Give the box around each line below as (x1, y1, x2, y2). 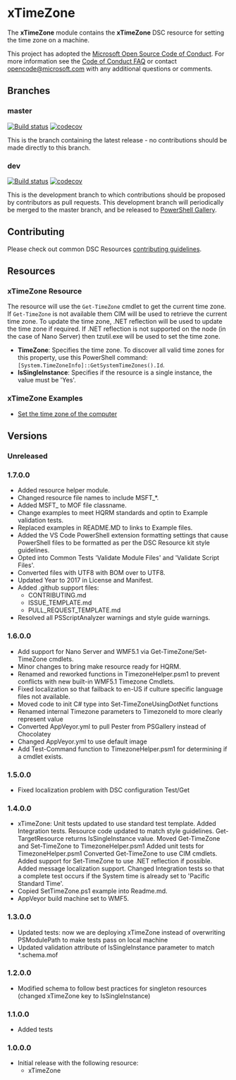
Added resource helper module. (17, 486, 111, 495)
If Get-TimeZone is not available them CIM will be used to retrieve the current (7, 310, 228, 318)
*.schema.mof (17, 950, 58, 959)
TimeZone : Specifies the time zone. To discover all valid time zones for (17, 346, 225, 354)
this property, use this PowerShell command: (17, 353, 148, 362)
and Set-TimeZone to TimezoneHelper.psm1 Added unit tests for (17, 842, 204, 851)
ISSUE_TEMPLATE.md (27, 598, 92, 607)
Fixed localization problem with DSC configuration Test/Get (17, 785, 190, 794)
